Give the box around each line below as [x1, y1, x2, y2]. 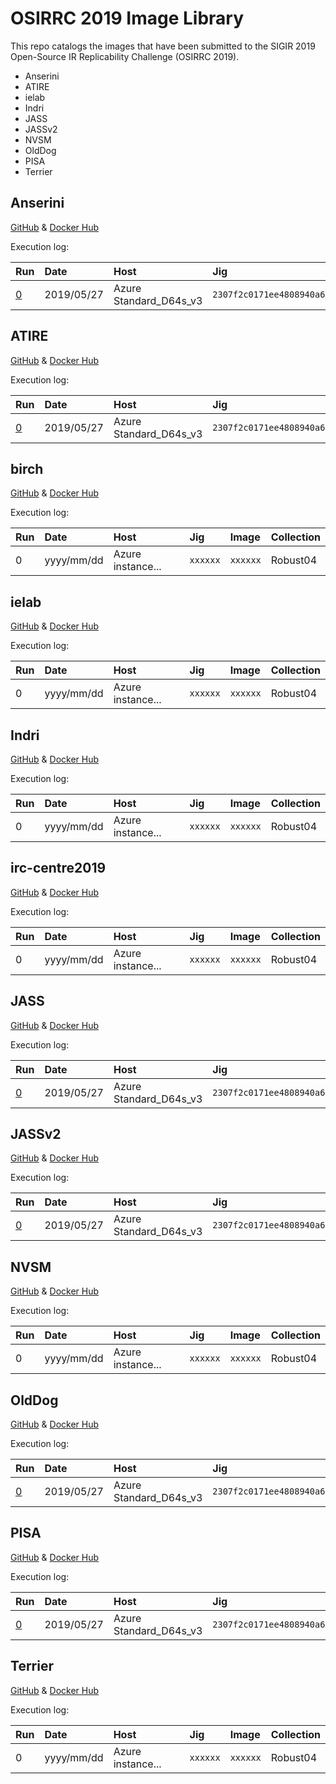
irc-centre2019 [10, 860, 107, 877]
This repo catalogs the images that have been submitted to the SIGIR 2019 [10, 40, 316, 52]
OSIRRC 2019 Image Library [10, 7, 245, 30]
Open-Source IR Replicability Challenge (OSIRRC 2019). [10, 50, 240, 62]
